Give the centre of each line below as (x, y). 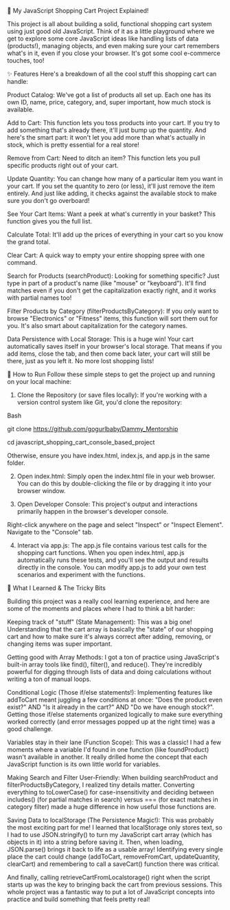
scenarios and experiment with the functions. (81, 575)
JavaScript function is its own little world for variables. (84, 764)
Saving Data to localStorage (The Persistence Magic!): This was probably (111, 820)
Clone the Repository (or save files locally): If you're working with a (112, 395)
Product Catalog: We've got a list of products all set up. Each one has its (109, 95)
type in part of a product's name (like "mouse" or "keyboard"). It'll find (107, 283)
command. (22, 262)
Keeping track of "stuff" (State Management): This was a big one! (100, 622)
